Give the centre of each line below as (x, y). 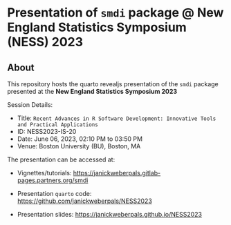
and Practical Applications (57, 125)
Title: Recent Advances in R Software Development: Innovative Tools (117, 118)
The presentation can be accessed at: (61, 159)
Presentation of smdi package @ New (115, 13)
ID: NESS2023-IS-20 (47, 131)
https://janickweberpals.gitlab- (117, 173)
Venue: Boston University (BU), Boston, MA (79, 146)
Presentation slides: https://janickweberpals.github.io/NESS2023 (110, 214)
